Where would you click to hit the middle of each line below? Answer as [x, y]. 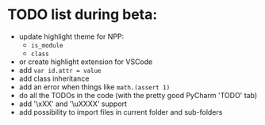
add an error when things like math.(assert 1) [94, 87]
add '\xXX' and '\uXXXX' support [73, 104]
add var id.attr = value [60, 70]
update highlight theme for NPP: [71, 36]
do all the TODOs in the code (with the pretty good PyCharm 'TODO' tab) [138, 95]
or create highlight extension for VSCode [86, 62]
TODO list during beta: [83, 15]
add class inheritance [54, 78]
